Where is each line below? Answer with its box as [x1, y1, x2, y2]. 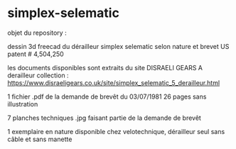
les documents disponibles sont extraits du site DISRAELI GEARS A [7, 63, 203, 72]
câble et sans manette [7, 135, 73, 143]
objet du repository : [7, 28, 67, 37]
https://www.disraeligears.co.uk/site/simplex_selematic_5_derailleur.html [7, 78, 220, 87]
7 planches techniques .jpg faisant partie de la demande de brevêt [7, 114, 201, 122]
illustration [7, 99, 38, 108]
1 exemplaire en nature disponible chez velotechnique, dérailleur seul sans [7, 127, 225, 136]
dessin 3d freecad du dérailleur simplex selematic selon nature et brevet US [7, 42, 230, 50]
